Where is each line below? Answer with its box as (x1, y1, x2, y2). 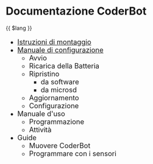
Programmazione (29, 117, 85, 126)
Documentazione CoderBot (5, 4, 147, 18)
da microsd (40, 85, 77, 94)
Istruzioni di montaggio (17, 38, 92, 46)
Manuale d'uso (17, 109, 65, 118)
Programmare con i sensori (29, 149, 116, 158)
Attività (29, 125, 52, 134)
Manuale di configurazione (17, 46, 104, 54)
